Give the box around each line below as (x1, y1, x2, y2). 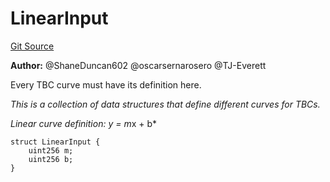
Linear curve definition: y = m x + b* (10, 117, 158, 129)
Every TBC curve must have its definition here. (10, 78, 202, 91)
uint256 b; (28, 154, 74, 164)
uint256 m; (28, 145, 74, 156)
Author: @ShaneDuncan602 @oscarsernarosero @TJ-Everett (10, 59, 267, 71)
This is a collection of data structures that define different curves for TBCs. (10, 98, 321, 110)
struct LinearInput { (10, 137, 101, 147)
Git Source (10, 40, 55, 52)
